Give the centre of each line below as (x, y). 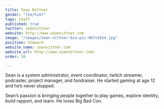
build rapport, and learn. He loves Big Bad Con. (54, 101)
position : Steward (24, 43)
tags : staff (18, 19)
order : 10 (16, 57)
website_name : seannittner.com (38, 47)
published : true (22, 24)
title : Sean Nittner (27, 10)
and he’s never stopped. (30, 86)
